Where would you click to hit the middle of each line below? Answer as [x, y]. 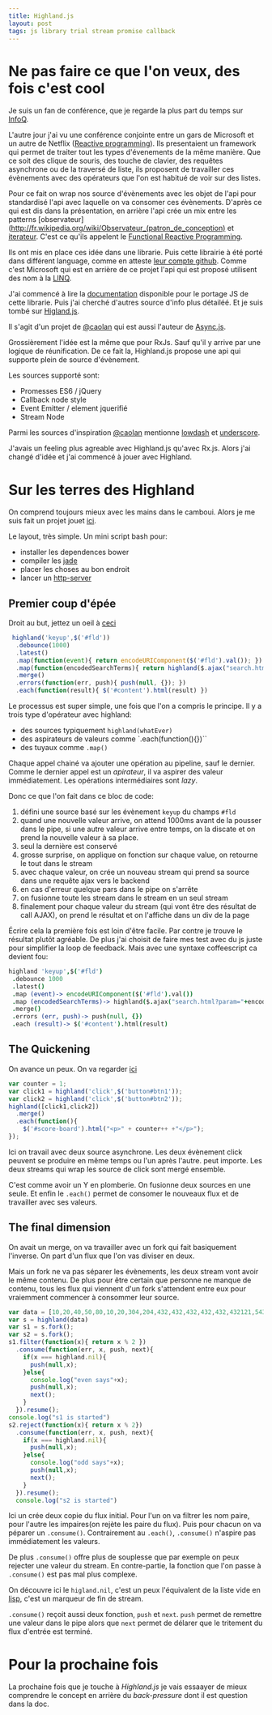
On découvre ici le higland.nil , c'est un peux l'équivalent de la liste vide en [134, 1590]
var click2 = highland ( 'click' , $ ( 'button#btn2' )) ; [96, 1099]
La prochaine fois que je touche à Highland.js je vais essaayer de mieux [128, 1687]
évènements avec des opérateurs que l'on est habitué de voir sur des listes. [135, 178]
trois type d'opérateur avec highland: [70, 715]
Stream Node [42, 417]
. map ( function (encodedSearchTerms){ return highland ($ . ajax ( [121, 668]
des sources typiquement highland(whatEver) [96, 731]
